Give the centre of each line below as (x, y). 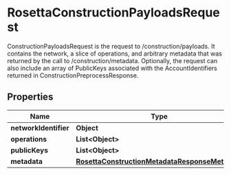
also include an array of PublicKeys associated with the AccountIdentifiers (112, 68)
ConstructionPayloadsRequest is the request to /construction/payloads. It (111, 46)
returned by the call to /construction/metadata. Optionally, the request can (112, 60)
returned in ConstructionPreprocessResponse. (73, 75)
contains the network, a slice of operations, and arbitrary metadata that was (114, 54)
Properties (30, 97)
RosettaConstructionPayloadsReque (113, 13)
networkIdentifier (40, 128)
